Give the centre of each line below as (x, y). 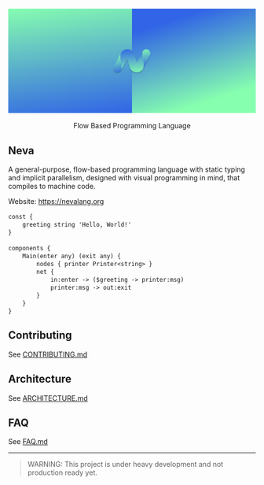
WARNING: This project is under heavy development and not (125, 465)
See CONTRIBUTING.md (48, 354)
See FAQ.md (28, 442)
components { (29, 248)
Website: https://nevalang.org (56, 201)
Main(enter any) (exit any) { (72, 256)
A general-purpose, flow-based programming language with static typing (127, 169)
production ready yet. (62, 472)
